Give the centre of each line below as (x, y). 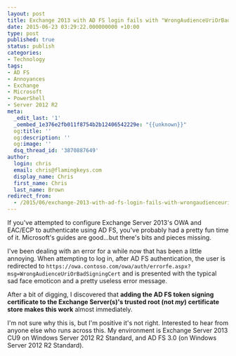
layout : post (26, 14)
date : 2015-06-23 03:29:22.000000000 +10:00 (73, 27)
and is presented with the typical (169, 273)
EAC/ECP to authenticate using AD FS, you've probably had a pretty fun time (118, 230)
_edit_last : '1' (37, 118)
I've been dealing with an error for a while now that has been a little (105, 251)
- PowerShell (26, 99)
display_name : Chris (44, 177)
